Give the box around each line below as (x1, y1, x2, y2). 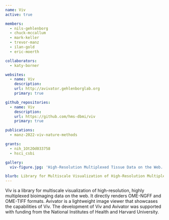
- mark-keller (10, 35, 39, 40)
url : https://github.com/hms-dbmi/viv (14, 114, 96, 119)
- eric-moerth (10, 49, 39, 54)
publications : (5, 128, 35, 133)
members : (5, 21, 24, 26)
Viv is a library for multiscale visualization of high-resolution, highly (5, 187, 144, 194)
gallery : (5, 160, 24, 165)
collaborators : (5, 58, 37, 63)
